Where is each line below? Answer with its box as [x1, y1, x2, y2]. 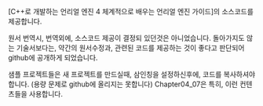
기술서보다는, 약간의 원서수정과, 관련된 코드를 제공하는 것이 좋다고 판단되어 [16, 43, 245, 53]
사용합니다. [28, 90, 64, 98]
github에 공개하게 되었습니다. [8, 53, 98, 62]
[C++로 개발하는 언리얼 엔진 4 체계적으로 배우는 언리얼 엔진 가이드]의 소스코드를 [8, 7, 254, 16]
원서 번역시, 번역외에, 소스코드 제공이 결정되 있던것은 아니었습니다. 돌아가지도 [8, 34, 245, 42]
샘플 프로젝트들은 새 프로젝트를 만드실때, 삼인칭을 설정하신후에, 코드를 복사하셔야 [8, 70, 256, 79]
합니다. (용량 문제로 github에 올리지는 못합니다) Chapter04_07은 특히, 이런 [8, 79, 238, 89]
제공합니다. [8, 16, 42, 26]
